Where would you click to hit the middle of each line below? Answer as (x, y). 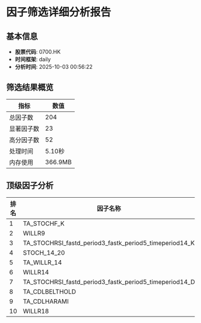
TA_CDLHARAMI (46, 301)
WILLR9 (34, 233)
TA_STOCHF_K (44, 224)
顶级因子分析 (30, 185)
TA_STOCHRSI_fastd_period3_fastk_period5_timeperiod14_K (109, 243)
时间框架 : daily (33, 59)
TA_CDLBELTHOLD (50, 291)
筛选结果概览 (30, 87)
